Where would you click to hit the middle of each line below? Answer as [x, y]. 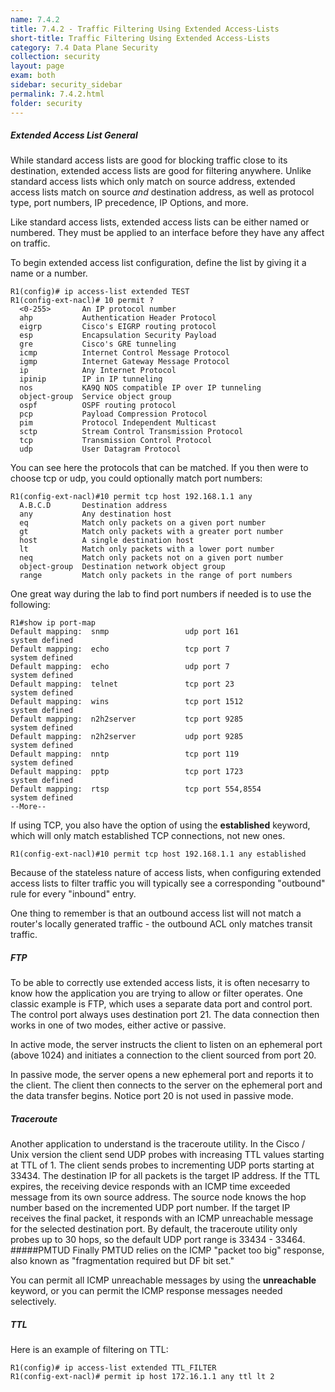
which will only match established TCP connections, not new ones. [148, 836]
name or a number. [49, 273]
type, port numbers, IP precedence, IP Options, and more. [129, 203]
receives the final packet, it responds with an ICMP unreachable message [162, 1218]
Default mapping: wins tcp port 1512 [127, 702]
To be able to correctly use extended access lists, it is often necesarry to [160, 983]
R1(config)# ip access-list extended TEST [100, 292]
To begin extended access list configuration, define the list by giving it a [158, 263]
